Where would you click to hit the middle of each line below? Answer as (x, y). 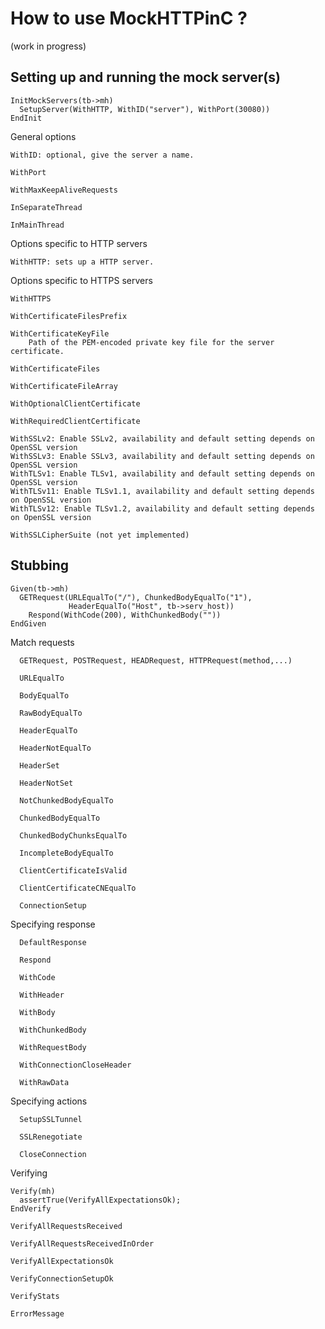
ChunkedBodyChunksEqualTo (73, 835)
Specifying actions (49, 1101)
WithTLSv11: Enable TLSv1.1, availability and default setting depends (162, 491)
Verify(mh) (33, 1191)
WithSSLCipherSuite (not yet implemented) (100, 535)
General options (43, 136)
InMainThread (37, 225)
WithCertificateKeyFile (60, 333)
